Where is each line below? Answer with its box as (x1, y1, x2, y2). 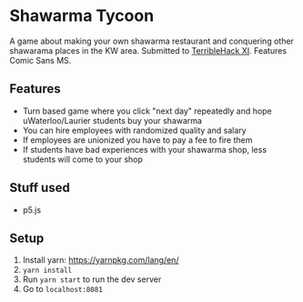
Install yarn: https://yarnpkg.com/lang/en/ (22, 255, 179, 266)
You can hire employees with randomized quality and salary (22, 125, 247, 136)
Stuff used (9, 180, 70, 196)
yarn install (22, 266, 73, 276)
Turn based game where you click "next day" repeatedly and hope (22, 106, 272, 116)
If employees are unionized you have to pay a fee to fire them (22, 134, 253, 146)
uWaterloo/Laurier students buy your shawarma (22, 115, 203, 126)
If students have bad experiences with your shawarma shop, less (22, 144, 267, 155)
